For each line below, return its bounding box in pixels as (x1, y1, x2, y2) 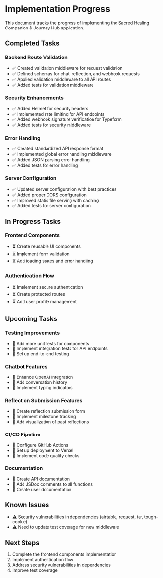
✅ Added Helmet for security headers (12, 105, 89, 111)
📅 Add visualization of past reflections (12, 419, 89, 425)
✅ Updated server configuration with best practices (12, 186, 116, 192)
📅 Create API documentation (12, 476, 70, 482)
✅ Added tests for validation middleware (12, 82, 94, 87)
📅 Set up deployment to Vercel (12, 447, 74, 453)
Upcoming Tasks (5, 315, 58, 323)
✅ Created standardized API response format (12, 146, 104, 152)
